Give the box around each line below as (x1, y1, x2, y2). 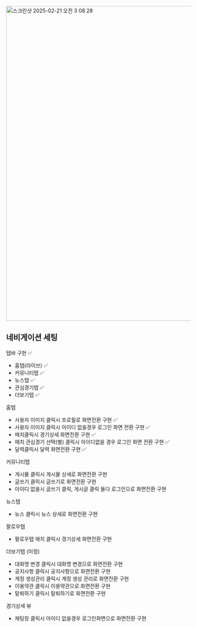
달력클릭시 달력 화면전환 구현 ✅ (14, 445, 87, 452)
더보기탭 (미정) (6, 548, 40, 555)
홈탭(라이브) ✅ (14, 362, 49, 369)
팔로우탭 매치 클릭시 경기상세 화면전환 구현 (14, 535, 113, 542)
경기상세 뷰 (6, 602, 32, 609)
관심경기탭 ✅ (14, 383, 45, 391)
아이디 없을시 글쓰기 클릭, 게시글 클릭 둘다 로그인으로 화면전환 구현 (14, 485, 167, 492)
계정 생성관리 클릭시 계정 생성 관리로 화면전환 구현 (14, 575, 129, 582)
